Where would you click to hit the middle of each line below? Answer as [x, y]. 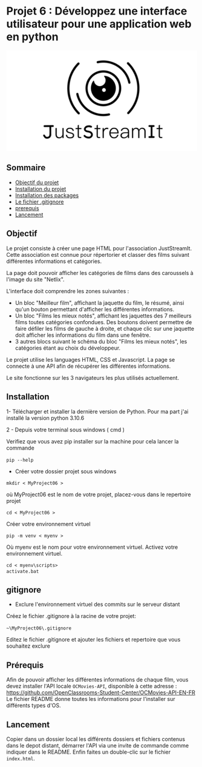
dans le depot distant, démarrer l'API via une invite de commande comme [98, 745]
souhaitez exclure [28, 646]
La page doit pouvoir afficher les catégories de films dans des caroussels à [100, 273]
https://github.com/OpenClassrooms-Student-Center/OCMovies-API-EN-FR [101, 692]
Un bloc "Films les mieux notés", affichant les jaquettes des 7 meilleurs [103, 316]
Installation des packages [47, 195]
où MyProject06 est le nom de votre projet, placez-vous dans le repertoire [99, 494]
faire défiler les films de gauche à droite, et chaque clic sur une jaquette [105, 328]
